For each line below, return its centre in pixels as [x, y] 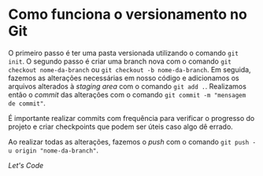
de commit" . [27, 103]
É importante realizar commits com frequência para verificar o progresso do [131, 118]
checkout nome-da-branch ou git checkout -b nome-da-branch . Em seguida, [130, 69]
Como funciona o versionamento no [128, 15]
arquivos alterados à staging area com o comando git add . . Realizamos [127, 86]
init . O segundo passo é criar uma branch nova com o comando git [120, 61]
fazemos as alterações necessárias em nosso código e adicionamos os [124, 78]
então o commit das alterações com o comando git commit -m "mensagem [127, 94]
